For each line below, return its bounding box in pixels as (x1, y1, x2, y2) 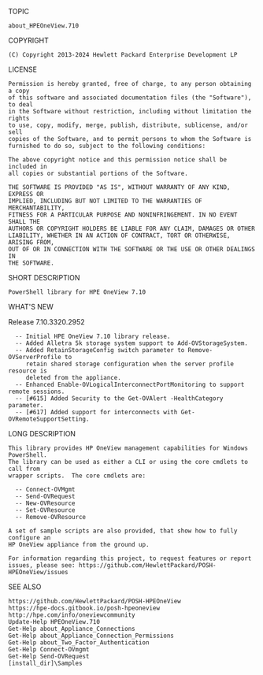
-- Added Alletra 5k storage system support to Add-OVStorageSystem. (15, 339, 248, 347)
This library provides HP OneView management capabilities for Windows (8, 444, 248, 452)
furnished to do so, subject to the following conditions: (8, 142, 206, 150)
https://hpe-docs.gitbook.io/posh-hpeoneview (8, 604, 160, 612)
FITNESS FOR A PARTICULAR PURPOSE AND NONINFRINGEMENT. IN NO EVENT (8, 211, 238, 219)
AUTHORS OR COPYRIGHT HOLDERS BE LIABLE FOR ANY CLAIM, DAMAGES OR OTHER (8, 224, 256, 232)
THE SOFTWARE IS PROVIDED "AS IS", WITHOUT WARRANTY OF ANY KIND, (8, 184, 231, 191)
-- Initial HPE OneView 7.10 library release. (15, 332, 171, 340)
